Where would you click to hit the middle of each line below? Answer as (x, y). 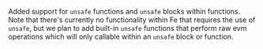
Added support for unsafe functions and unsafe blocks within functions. (124, 11)
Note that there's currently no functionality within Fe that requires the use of (132, 20)
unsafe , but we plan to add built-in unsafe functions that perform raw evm (128, 28)
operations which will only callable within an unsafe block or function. (121, 36)
